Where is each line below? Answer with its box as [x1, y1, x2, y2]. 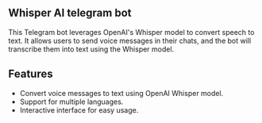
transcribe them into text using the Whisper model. [8, 44, 175, 54]
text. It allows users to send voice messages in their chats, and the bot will [8, 36, 252, 45]
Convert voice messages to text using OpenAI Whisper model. [19, 88, 224, 98]
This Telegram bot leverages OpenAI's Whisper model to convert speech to [8, 27, 255, 37]
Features [8, 67, 53, 81]
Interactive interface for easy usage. [19, 105, 139, 114]
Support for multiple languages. [19, 97, 124, 106]
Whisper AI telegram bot [8, 6, 133, 20]
